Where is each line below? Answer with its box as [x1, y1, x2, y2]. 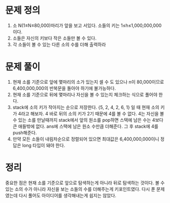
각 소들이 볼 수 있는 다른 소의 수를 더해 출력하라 [12, 41, 106, 47]
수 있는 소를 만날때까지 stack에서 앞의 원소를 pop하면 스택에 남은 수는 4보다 [12, 117, 163, 123]
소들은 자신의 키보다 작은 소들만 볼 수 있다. [12, 35, 97, 41]
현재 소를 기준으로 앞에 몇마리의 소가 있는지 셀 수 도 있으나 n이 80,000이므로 [12, 79, 164, 85]
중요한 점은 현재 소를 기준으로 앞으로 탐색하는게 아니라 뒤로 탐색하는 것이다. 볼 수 [5, 180, 165, 186]
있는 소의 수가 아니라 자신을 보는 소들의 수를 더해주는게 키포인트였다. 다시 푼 [5, 186, 156, 192]
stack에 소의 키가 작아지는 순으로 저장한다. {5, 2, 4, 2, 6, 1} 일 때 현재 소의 [12, 104, 160, 110]
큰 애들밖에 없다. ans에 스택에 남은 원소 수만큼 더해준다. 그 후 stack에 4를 [12, 123, 159, 129]
